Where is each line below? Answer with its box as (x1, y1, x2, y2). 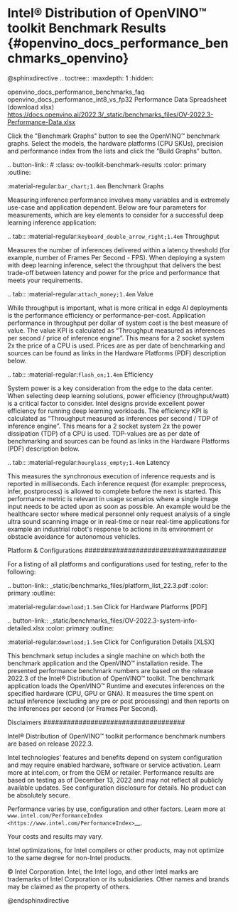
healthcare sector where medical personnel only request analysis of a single (7, 510, 231, 518)
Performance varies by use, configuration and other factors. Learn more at (7, 805, 226, 813)
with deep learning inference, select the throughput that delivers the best (7, 261, 222, 269)
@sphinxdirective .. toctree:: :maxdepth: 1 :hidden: (7, 73, 154, 82)
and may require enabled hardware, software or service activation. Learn (7, 761, 221, 769)
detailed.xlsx (7, 623, 45, 632)
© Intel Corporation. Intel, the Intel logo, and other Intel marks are (7, 867, 199, 876)
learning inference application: (7, 218, 97, 227)
